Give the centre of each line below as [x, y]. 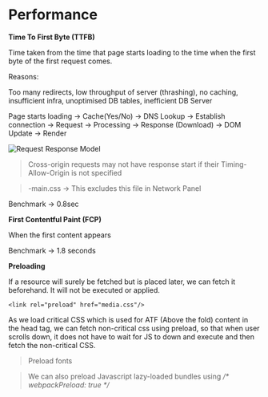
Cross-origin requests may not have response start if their [124, 164]
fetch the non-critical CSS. [52, 345]
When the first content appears [60, 235]
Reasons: [24, 76]
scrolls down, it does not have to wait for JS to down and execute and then [131, 336]
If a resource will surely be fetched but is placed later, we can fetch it [122, 282]
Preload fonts [50, 361]
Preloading [27, 265]
